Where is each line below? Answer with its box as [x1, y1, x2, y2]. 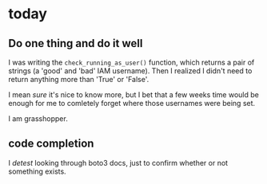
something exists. [8, 166, 66, 176]
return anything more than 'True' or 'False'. [8, 75, 149, 84]
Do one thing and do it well [8, 37, 143, 50]
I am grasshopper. [8, 114, 68, 123]
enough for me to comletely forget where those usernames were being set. [8, 99, 256, 108]
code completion [8, 137, 94, 151]
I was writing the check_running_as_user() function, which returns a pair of [8, 57, 255, 67]
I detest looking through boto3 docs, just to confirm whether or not [8, 158, 229, 167]
